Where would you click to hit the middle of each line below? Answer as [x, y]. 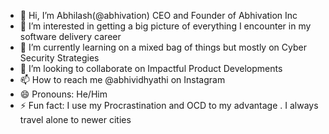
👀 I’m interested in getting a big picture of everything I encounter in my [165, 26]
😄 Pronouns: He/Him [63, 94]
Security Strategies [59, 58]
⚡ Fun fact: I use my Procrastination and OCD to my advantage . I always [169, 105]
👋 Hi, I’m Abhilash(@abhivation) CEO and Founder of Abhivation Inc [158, 15]
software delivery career [70, 36]
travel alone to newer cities [75, 119]
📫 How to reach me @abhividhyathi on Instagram [122, 79]
